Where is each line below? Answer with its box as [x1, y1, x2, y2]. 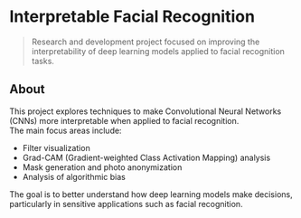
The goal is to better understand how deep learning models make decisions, [9, 188, 293, 200]
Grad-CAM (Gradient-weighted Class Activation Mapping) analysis [22, 152, 271, 163]
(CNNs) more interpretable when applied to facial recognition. [9, 115, 240, 126]
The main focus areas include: [9, 125, 122, 136]
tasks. [31, 55, 54, 66]
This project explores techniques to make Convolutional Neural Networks [9, 106, 282, 117]
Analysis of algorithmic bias [22, 171, 127, 182]
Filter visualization [22, 142, 90, 153]
